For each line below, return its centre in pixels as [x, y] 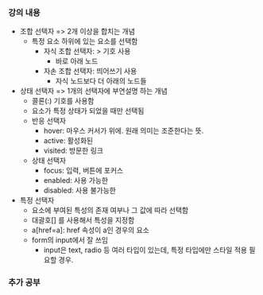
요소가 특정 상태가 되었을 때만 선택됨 [88, 111]
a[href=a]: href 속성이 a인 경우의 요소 [90, 230]
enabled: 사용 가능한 [76, 180]
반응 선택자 [48, 121]
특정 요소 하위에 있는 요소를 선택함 [85, 41]
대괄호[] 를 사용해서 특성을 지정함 [83, 220]
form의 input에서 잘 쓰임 [70, 240]
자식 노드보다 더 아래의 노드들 [101, 81]
